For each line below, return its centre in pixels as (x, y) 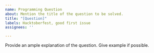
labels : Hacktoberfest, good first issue (48, 23)
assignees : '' (20, 27)
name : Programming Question (34, 9)
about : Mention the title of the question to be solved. (64, 14)
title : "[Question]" (26, 18)
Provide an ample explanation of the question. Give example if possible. (77, 45)
